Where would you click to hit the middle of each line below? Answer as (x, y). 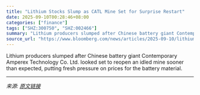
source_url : (21, 39)
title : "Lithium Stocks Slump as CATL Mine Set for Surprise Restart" (96, 12)
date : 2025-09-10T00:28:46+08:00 (48, 17)
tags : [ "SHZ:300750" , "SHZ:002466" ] (51, 28)
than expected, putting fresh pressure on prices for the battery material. (94, 68)
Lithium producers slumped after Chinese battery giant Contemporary (92, 56)
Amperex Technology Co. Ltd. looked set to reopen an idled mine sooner (95, 62)
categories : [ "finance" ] (37, 22)
